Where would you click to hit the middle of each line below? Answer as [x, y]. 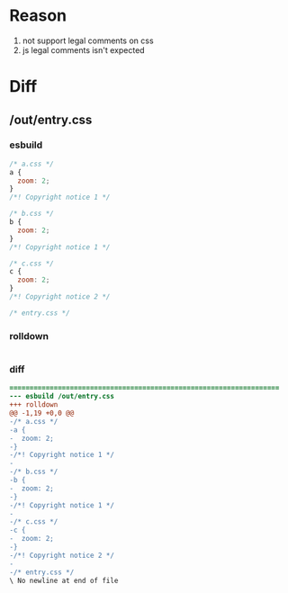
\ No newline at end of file [64, 580]
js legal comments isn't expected [84, 49]
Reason [38, 16]
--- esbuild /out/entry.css [62, 397]
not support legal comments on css [88, 40]
